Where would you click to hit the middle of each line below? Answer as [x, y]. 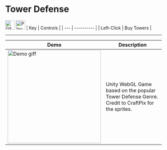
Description [133, 45]
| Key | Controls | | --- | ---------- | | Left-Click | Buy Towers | [89, 28]
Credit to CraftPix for [130, 103]
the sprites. [119, 109]
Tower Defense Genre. [132, 96]
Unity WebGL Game [129, 84]
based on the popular [131, 90]
